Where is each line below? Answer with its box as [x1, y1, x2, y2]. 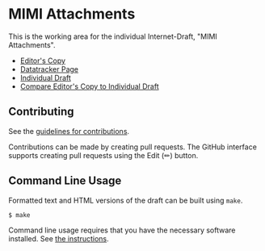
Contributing [8, 105, 74, 119]
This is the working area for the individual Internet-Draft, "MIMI [8, 31, 218, 41]
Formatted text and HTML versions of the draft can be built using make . [8, 195, 243, 205]
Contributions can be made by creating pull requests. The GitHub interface [8, 142, 257, 152]
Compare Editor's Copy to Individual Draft [19, 82, 159, 91]
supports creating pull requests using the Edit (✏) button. [8, 150, 199, 160]
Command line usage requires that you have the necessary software [8, 225, 236, 235]
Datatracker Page [19, 64, 79, 73]
